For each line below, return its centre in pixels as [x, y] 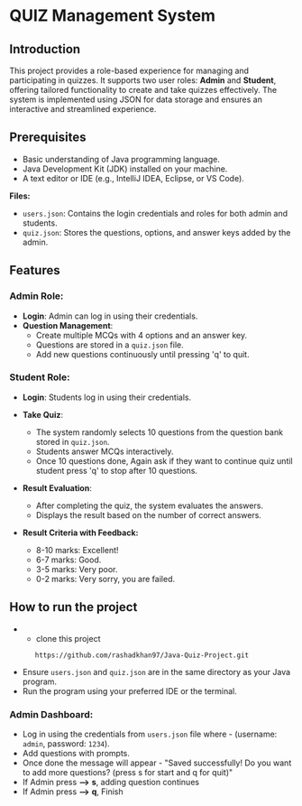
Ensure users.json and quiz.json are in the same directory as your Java [156, 672]
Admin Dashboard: [51, 714]
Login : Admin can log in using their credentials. [110, 316]
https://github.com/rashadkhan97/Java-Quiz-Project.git [142, 655]
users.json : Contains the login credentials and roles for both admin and [155, 213]
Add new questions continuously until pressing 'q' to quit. [142, 354]
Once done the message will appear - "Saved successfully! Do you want [157, 763]
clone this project [68, 638]
